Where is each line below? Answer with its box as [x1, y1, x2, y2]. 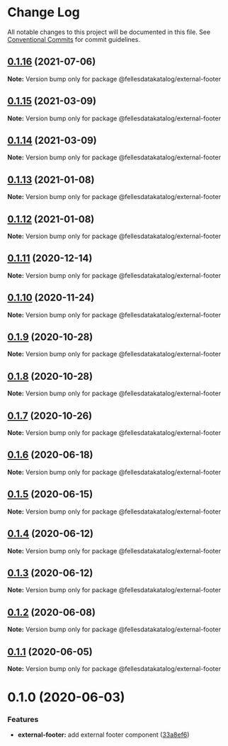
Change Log [7, 4, 80, 21]
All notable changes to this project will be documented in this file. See [7, 28, 211, 36]
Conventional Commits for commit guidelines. [7, 35, 140, 43]
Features [7, 715, 39, 725]
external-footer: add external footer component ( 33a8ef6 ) [17, 730, 190, 739]
